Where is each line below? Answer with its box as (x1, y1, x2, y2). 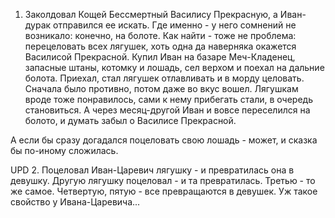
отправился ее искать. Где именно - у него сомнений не (53, 19, 297, 31)
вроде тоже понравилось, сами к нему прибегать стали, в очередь (24, 94, 313, 105)
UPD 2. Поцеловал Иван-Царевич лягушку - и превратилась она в (10, 164, 295, 176)
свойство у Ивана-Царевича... (10, 196, 141, 208)
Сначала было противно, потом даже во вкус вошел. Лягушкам (24, 83, 299, 94)
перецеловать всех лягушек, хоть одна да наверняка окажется (24, 40, 297, 52)
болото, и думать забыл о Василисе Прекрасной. (24, 115, 237, 126)
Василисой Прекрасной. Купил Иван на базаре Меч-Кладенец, (24, 51, 296, 63)
